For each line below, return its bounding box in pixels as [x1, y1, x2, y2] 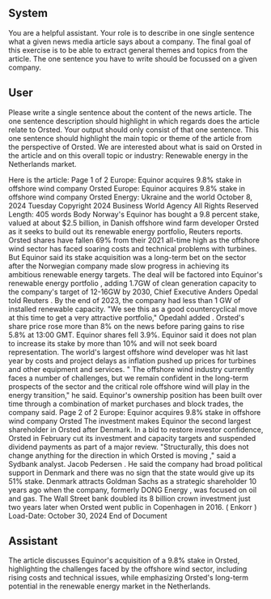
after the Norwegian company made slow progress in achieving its [8, 261, 230, 271]
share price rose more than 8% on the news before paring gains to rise [8, 321, 245, 331]
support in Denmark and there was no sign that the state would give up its [8, 468, 255, 477]
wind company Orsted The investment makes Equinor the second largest [8, 416, 252, 426]
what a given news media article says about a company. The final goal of [8, 36, 252, 46]
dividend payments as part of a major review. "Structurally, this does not [8, 442, 249, 451]
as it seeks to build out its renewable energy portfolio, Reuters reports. [8, 226, 243, 236]
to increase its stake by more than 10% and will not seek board [8, 338, 217, 348]
